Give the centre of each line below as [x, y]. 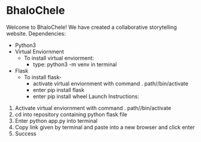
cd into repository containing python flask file [71, 114]
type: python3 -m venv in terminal [75, 64]
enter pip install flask [58, 90]
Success [25, 134]
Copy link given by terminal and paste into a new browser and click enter [105, 127]
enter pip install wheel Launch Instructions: [86, 96]
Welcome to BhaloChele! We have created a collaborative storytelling [91, 27]
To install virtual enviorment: [59, 58]
